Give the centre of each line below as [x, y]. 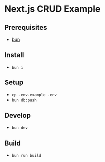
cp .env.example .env [34, 95]
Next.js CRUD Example [52, 9]
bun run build [26, 156]
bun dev [20, 128]
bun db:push [24, 100]
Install [14, 55]
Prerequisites [26, 28]
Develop [18, 116]
